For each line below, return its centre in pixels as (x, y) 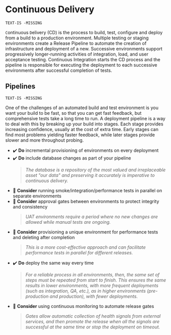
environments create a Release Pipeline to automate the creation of (76, 43)
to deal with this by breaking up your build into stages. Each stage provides (84, 124)
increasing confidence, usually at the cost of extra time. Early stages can (82, 129)
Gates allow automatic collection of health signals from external (93, 316)
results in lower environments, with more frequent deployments (92, 285)
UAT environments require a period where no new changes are (92, 216)
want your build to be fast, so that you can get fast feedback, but (74, 113)
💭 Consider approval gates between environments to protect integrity (86, 201)
